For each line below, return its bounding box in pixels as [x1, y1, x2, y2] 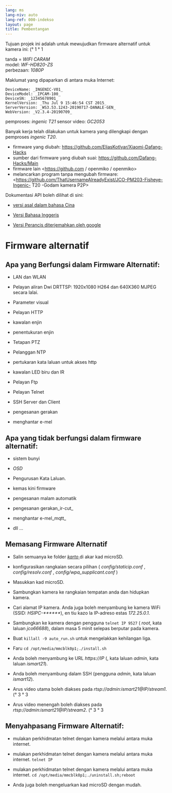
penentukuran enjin [12, 329, 54, 336]
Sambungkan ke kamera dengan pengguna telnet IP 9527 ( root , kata [12, 620, 162, 626]
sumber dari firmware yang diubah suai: [12, 155, 98, 161]
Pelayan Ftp [12, 379, 39, 385]
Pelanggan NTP [12, 349, 46, 355]
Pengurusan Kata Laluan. [12, 475, 66, 481]
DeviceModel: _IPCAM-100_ [5, 91, 61, 97]
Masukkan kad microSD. [12, 579, 65, 585]
